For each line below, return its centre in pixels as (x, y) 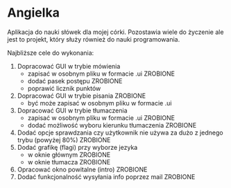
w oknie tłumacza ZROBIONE (69, 162)
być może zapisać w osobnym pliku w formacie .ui (100, 103)
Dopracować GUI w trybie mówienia (69, 66)
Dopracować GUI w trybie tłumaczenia (72, 110)
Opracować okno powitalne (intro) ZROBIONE (82, 169)
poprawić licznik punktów (64, 88)
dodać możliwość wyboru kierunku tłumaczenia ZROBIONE (112, 125)
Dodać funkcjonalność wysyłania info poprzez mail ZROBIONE (106, 177)
